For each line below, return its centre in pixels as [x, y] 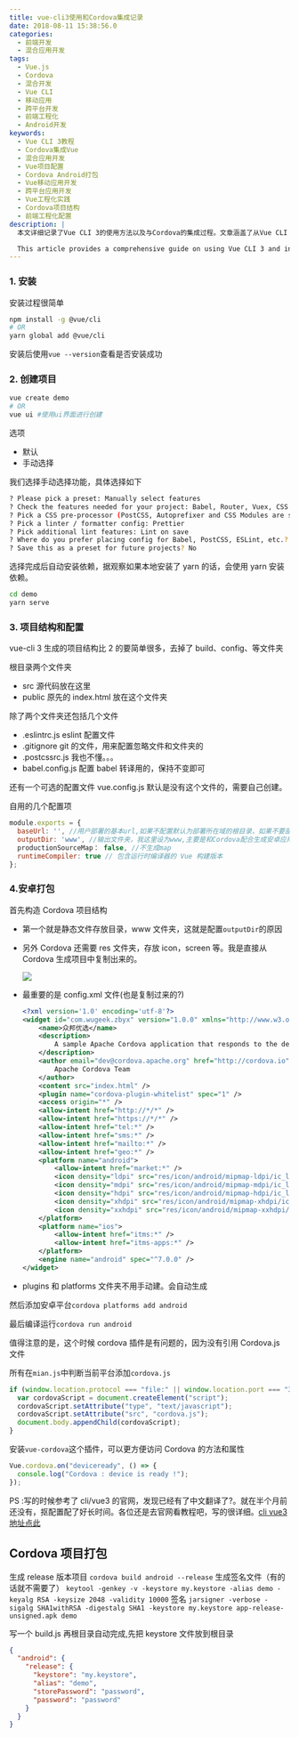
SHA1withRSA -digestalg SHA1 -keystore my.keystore [135, 1608]
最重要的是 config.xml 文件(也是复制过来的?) [103, 994]
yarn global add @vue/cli [57, 336]
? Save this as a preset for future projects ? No [103, 548]
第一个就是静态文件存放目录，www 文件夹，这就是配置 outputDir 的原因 [152, 929]
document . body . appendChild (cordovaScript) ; [99, 1423]
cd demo [24, 594]
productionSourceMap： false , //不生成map [94, 848]
